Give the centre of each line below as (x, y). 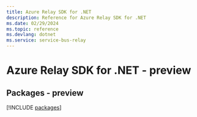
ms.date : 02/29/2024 (33, 23)
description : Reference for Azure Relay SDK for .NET (76, 18)
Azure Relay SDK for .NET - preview (99, 70)
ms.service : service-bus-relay (46, 40)
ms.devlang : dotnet (31, 35)
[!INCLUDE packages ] (34, 108)
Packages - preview (45, 93)
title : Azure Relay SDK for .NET (49, 12)
